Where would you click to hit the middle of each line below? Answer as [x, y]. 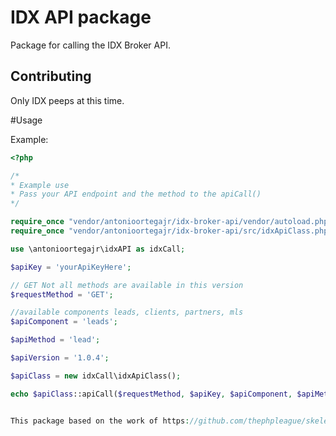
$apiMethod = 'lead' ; [55, 340]
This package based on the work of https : [100, 421]
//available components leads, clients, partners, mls [127, 312]
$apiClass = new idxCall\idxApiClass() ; [96, 376]
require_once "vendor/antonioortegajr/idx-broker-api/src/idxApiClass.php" [171, 231]
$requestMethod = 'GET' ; [62, 294]
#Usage [26, 120]
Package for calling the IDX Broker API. [90, 45]
